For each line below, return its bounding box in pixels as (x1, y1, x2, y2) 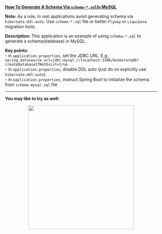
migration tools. (5, 24, 36, 29)
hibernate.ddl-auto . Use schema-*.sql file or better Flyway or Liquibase (5, 19, 147, 24)
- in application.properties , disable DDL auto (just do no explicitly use (5, 66, 147, 72)
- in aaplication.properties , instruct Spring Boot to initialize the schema (5, 77, 149, 82)
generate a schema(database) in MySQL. (5, 38, 87, 44)
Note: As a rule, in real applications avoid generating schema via (5, 14, 134, 19)
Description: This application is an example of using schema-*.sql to (5, 33, 141, 39)
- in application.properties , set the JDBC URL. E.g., (5, 53, 110, 58)
